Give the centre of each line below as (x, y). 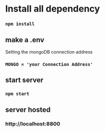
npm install (20, 24)
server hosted (28, 109)
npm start (17, 94)
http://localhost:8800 (33, 124)
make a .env (25, 40)
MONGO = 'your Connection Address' (49, 64)
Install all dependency (53, 9)
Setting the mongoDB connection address (49, 52)
